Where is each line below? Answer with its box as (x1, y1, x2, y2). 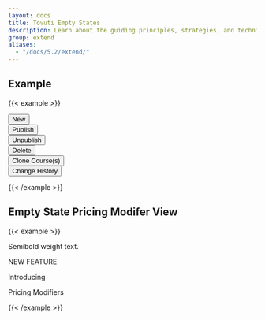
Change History (12, 166, 58, 175)
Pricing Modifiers (8, 287, 65, 296)
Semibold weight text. (8, 241, 79, 251)
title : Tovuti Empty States (8, 19, 101, 27)
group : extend (8, 33, 55, 42)
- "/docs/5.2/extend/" (15, 48, 90, 56)
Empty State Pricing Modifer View (8, 206, 178, 219)
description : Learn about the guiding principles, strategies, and (8, 26, 235, 34)
